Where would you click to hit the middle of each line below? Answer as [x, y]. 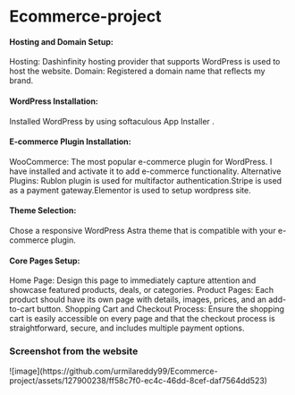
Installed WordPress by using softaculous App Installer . [112, 121]
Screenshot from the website [74, 351]
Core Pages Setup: [45, 261]
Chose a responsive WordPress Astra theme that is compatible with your [143, 231]
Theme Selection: [43, 210]
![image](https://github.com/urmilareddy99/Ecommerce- [114, 371]
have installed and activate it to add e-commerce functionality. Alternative [145, 171]
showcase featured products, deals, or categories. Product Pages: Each [142, 290]
